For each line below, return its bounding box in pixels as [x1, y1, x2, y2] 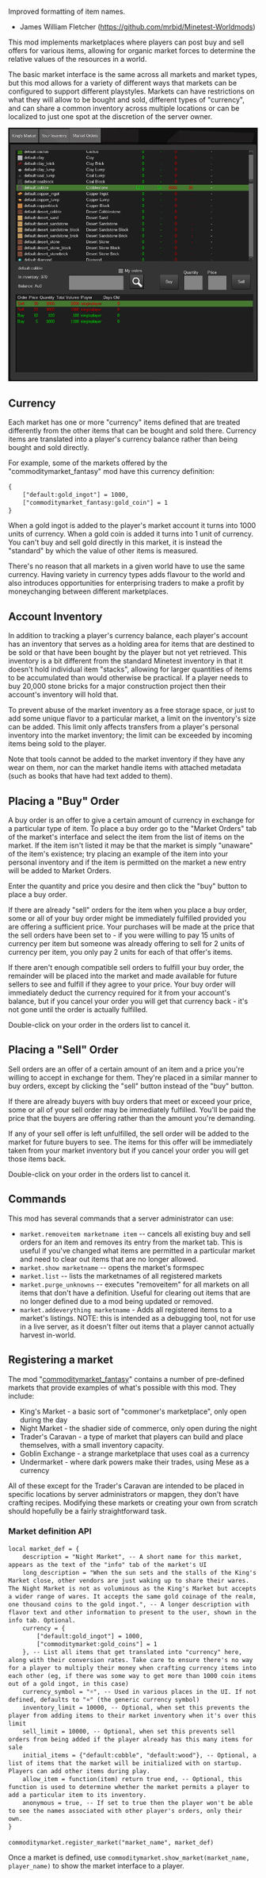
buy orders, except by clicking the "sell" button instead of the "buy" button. [8, 1081, 255, 1091]
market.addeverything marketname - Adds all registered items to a [19, 1305, 232, 1314]
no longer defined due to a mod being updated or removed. [19, 1296, 214, 1306]
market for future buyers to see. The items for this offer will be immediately [8, 1137, 253, 1146]
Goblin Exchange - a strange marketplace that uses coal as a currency [19, 1449, 249, 1458]
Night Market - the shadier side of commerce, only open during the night [19, 1423, 257, 1433]
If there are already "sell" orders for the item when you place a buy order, [8, 905, 247, 915]
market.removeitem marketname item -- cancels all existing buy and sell [19, 1229, 251, 1238]
